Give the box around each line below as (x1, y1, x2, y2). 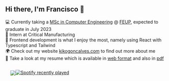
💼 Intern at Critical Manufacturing (5, 31, 75, 37)
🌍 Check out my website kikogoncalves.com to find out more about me (5, 48, 156, 54)
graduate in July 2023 (5, 26, 52, 32)
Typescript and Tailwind (5, 42, 56, 48)
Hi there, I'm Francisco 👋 (5, 5, 84, 14)
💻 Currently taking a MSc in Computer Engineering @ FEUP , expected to (5, 19, 159, 25)
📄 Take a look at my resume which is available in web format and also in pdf (5, 55, 164, 61)
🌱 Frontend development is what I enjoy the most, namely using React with (5, 36, 162, 43)
